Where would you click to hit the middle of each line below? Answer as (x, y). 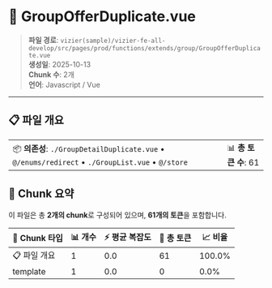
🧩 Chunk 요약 (41, 194)
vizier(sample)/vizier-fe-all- (113, 41)
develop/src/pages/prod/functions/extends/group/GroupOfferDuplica (144, 48)
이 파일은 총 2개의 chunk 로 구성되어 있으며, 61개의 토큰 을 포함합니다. (117, 215)
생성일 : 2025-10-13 (59, 64)
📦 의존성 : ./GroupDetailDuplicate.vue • (89, 148)
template (29, 271)
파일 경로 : (43, 40)
